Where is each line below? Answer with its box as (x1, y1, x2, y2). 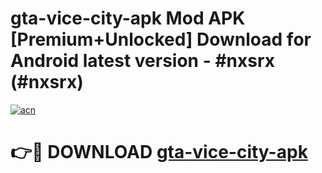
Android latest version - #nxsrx (10, 50, 276, 72)
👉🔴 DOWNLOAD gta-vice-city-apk (10, 141, 308, 164)
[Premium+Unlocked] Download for (10, 28, 312, 51)
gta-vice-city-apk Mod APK (10, 7, 246, 30)
